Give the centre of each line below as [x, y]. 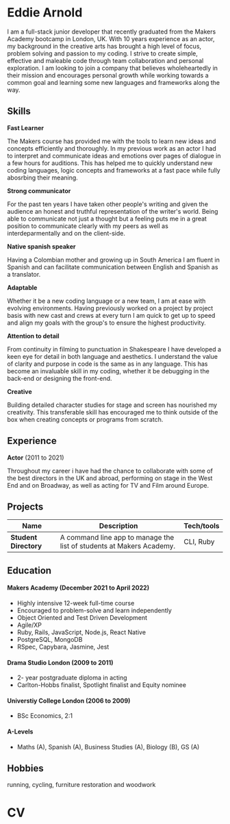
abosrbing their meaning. [43, 177]
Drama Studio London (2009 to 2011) [61, 662]
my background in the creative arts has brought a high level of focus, [104, 46]
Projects [25, 507]
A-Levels [20, 732]
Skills [19, 111]
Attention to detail [33, 336]
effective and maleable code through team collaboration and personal [105, 60]
